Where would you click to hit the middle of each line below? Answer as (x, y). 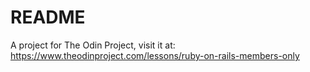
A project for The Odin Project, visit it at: (93, 45)
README (48, 17)
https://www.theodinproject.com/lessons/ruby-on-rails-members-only (155, 55)
